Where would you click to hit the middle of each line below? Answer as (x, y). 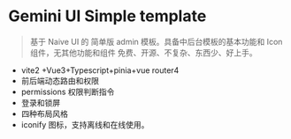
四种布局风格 (44, 113)
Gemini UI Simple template (107, 16)
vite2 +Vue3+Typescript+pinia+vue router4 (100, 70)
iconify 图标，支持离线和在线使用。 (85, 124)
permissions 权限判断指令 (68, 91)
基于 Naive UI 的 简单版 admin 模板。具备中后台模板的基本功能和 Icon (156, 41)
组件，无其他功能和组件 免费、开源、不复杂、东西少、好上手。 (143, 52)
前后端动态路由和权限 (60, 80)
